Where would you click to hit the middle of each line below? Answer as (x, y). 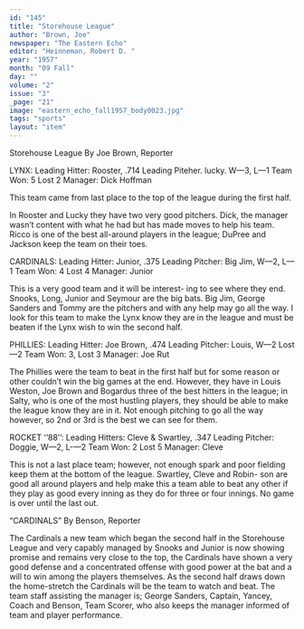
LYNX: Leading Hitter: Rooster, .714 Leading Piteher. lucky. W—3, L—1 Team (151, 170)
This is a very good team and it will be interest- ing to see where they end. (147, 289)
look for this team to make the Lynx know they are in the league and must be (152, 317)
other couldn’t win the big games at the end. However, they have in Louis (145, 381)
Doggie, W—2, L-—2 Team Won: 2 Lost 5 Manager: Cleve (116, 447)
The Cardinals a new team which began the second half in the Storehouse (147, 538)
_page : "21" (32, 102)
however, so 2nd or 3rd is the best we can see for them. (114, 420)
